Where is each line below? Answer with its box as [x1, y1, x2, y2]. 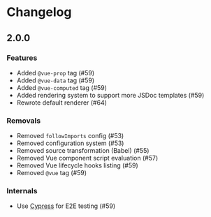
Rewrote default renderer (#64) [16, 98, 108, 107]
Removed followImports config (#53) [16, 132, 124, 140]
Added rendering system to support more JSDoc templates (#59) [16, 91, 205, 99]
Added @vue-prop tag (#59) [16, 68, 95, 77]
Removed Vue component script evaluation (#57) [16, 154, 159, 163]
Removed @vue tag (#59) [16, 169, 87, 177]
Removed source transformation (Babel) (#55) [16, 147, 150, 155]
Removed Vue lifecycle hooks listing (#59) [16, 161, 139, 170]
